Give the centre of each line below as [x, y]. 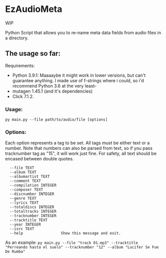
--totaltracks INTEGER [33, 212]
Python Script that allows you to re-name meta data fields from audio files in [83, 32]
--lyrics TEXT [24, 203]
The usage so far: [33, 54]
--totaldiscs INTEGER [32, 207]
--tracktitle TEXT [29, 220]
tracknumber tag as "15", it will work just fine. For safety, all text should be [81, 153]
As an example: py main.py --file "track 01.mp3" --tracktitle [72, 243]
